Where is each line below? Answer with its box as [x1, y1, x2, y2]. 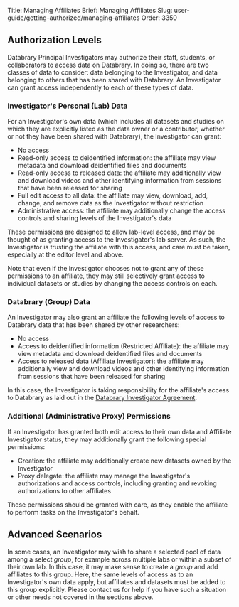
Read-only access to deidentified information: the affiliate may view [17, 154, 216, 162]
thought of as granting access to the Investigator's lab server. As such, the [7, 235, 226, 244]
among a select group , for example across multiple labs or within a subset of [7, 554, 232, 564]
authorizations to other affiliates [17, 486, 112, 495]
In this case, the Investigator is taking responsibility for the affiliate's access [7, 386, 230, 394]
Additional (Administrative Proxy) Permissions [7, 412, 171, 421]
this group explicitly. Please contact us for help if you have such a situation [7, 585, 227, 593]
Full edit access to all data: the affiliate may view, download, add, [17, 191, 208, 200]
